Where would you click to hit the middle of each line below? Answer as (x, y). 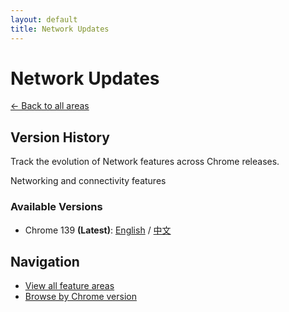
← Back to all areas (50, 106)
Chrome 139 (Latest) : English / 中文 (98, 230)
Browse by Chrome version (80, 297)
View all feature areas (69, 286)
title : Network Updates (60, 29)
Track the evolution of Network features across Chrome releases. (145, 162)
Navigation (45, 261)
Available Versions (56, 207)
